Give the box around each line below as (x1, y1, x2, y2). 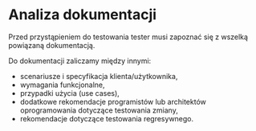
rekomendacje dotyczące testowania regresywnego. (19, 113, 194, 123)
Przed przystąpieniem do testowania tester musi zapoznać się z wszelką (8, 32, 249, 42)
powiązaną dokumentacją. (8, 40, 95, 50)
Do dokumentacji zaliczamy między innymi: (8, 56, 152, 65)
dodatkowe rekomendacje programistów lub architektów (19, 97, 206, 106)
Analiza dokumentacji (8, 6, 157, 24)
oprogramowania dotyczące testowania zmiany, (19, 105, 178, 115)
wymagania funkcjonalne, (19, 80, 106, 89)
